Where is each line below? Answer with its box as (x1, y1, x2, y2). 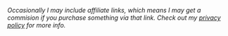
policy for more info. (7, 21, 66, 29)
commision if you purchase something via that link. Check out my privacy (7, 13, 221, 22)
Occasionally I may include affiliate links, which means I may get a (7, 6, 201, 14)
